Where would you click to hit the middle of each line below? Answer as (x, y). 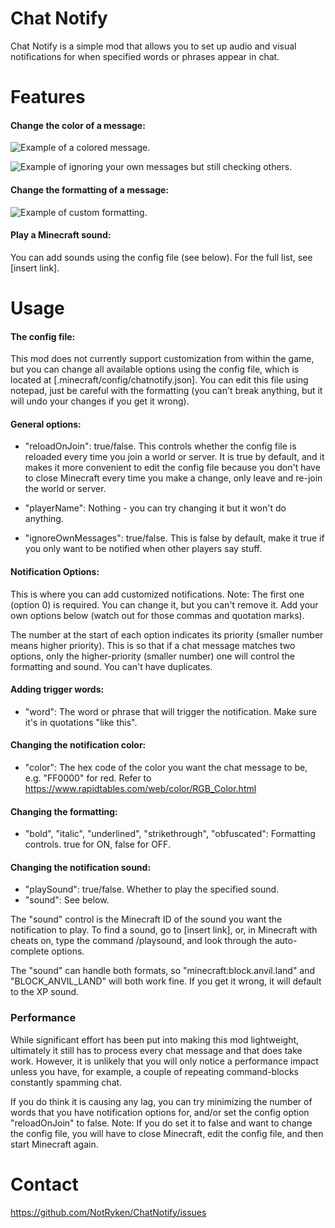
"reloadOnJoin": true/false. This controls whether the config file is (160, 446)
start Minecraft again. (54, 1144)
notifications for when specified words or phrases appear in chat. (145, 56)
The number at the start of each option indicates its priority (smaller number (167, 634)
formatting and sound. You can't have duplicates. (111, 666)
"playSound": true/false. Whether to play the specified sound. (152, 889)
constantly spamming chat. (66, 1082)
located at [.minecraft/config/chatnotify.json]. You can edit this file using (159, 380)
